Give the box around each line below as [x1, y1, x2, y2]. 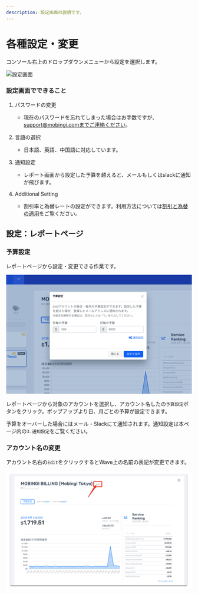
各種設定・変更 [6, 37, 79, 51]
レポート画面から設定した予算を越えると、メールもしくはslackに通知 [23, 171, 191, 178]
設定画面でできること [6, 87, 67, 95]
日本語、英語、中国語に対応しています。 [23, 146, 121, 153]
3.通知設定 [26, 429, 50, 435]
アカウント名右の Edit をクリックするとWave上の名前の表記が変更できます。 [6, 458, 190, 466]
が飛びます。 [23, 179, 55, 186]
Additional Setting [14, 190, 58, 197]
